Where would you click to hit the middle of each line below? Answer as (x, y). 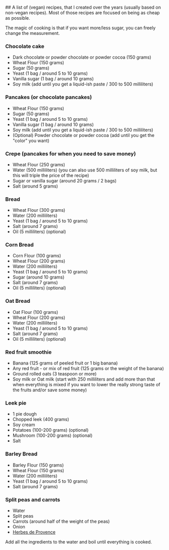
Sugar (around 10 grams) (38, 277)
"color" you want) (31, 141)
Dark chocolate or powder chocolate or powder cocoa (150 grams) (82, 57)
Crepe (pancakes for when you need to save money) (71, 154)
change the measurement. (33, 33)
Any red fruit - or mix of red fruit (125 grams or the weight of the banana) (88, 369)
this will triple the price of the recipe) (51, 175)
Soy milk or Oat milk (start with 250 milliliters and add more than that (84, 379)
